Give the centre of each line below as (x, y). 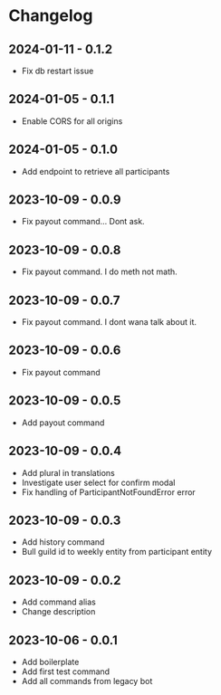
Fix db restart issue (58, 71)
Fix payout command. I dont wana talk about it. (109, 322)
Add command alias (58, 602)
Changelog (51, 16)
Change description (58, 612)
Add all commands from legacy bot (87, 681)
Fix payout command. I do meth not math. (99, 271)
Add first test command (66, 671)
